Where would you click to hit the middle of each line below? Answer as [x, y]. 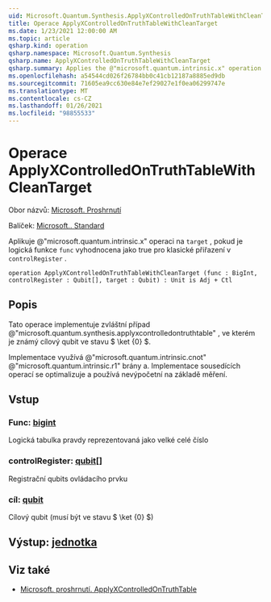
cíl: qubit [26, 500]
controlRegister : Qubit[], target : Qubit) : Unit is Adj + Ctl [120, 280]
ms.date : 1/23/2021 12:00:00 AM [63, 31]
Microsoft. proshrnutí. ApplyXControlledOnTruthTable [108, 589]
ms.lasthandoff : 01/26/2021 [56, 106]
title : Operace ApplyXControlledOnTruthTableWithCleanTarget [113, 23]
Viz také [29, 570]
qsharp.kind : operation [48, 46]
